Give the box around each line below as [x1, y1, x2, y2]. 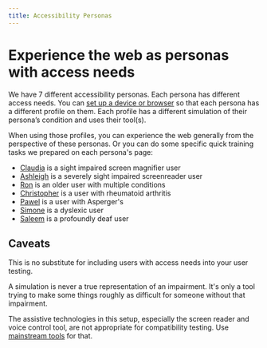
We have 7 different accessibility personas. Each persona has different [8, 89, 241, 99]
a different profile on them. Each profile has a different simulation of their [8, 106, 247, 116]
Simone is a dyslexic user [19, 205, 104, 215]
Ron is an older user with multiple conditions [19, 180, 166, 189]
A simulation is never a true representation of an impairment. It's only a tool [8, 282, 255, 291]
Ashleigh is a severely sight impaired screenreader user [19, 171, 203, 180]
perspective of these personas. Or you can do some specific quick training [8, 139, 253, 148]
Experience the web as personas [8, 45, 230, 64]
